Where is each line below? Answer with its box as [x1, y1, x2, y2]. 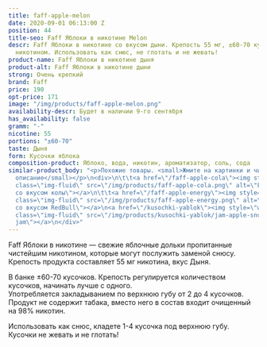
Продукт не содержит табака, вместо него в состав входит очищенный [8, 298, 252, 307]
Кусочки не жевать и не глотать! [8, 330, 119, 340]
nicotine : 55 [8, 129, 52, 137]
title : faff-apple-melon [8, 11, 91, 20]
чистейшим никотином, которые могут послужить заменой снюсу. [8, 249, 236, 258]
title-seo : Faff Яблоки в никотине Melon [8, 33, 148, 42]
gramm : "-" [8, 122, 44, 130]
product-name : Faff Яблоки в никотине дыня [8, 56, 155, 64]
